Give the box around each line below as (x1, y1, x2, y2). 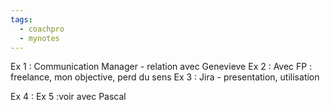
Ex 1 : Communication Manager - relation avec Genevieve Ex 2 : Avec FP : (10, 61, 313, 73)
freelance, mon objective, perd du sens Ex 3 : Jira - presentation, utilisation (10, 71, 320, 83)
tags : (10, 14, 33, 25)
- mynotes (19, 33, 60, 43)
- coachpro (19, 24, 65, 34)
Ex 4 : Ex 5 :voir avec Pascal (10, 91, 127, 103)
